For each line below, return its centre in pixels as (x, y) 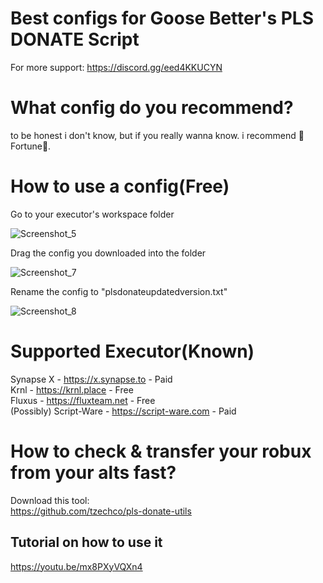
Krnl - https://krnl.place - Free (72, 389)
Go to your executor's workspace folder (92, 214)
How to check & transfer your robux (161, 451)
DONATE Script (75, 39)
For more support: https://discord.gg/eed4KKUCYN (116, 67)
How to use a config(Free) (120, 186)
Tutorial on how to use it (86, 542)
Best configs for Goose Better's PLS (162, 18)
